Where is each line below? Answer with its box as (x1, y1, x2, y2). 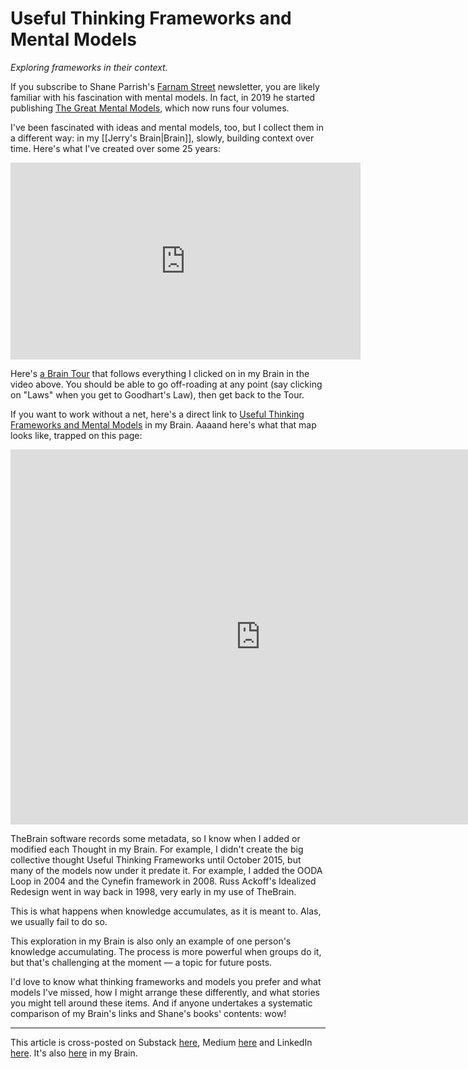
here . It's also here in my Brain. (10, 1047, 138, 1059)
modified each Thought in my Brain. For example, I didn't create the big (10, 843, 304, 855)
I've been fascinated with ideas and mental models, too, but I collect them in (10, 121, 325, 133)
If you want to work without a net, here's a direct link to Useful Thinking (10, 408, 305, 420)
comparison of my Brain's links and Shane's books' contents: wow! (10, 1007, 287, 1019)
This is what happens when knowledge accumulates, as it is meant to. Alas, (10, 905, 322, 917)
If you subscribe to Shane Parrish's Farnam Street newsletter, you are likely (10, 80, 320, 92)
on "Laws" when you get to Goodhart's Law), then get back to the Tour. (10, 388, 305, 401)
